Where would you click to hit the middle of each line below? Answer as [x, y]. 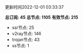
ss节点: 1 [21, 46]
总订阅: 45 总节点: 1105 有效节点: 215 [41, 17]
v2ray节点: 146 [27, 33]
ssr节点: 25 [23, 27]
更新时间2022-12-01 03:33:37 [34, 7]
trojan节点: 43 [26, 40]
